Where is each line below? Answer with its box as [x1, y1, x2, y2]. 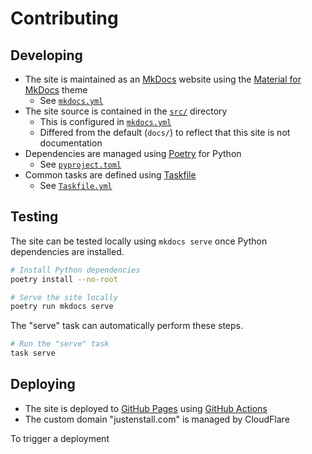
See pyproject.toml [39, 158, 122, 170]
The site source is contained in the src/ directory [24, 105, 228, 117]
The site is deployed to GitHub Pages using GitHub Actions [24, 402, 268, 414]
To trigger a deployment [10, 432, 110, 444]
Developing [10, 47, 83, 64]
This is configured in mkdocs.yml [39, 116, 172, 127]
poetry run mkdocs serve [10, 302, 114, 312]
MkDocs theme [24, 84, 88, 96]
